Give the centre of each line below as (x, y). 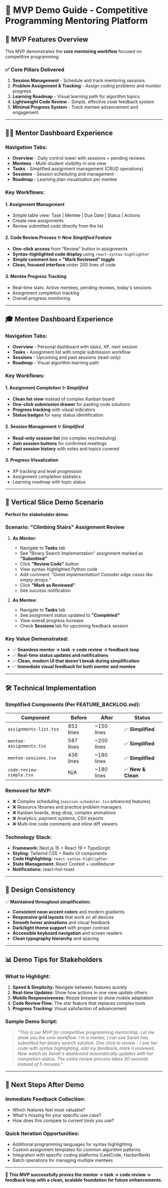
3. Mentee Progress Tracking (36, 276)
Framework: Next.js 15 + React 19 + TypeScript (61, 848)
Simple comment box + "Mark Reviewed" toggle (63, 259)
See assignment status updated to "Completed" (70, 615)
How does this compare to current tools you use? (63, 1120)
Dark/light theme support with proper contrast (61, 928)
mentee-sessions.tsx (32, 758)
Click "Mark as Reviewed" (47, 585)
